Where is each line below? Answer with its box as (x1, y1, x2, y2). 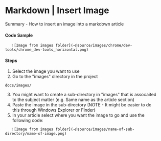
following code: (12, 118, 44, 123)
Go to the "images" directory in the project (12, 74, 98, 80)
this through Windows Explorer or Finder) (12, 107, 96, 113)
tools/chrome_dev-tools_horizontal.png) (5, 47, 89, 52)
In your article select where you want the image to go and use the (12, 112, 145, 118)
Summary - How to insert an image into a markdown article (5, 21, 124, 27)
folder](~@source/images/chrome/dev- (55, 43, 133, 48)
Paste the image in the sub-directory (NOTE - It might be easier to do (12, 102, 152, 108)
